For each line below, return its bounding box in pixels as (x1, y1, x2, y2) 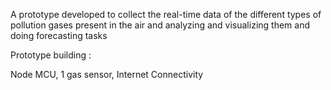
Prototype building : (10, 49, 92, 61)
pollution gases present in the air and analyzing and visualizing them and (10, 19, 310, 31)
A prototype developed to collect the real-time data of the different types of (10, 9, 322, 20)
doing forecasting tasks (10, 30, 108, 41)
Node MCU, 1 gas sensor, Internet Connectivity (10, 69, 204, 80)
